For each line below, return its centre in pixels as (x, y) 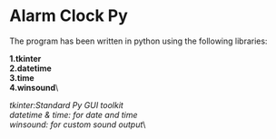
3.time (22, 77)
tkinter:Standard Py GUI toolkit (67, 104)
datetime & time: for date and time (74, 114)
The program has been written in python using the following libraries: (138, 41)
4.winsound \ (34, 87)
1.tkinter (25, 58)
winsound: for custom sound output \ (78, 124)
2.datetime (30, 68)
